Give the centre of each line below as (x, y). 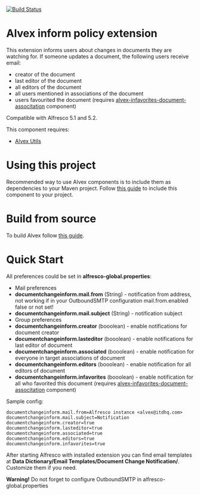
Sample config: (25, 401)
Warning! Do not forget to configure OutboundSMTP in (74, 479)
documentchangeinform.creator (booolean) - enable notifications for (101, 326)
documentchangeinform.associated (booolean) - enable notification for (104, 351)
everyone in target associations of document (70, 358)
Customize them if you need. (42, 467)
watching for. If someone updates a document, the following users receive (98, 56)
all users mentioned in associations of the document (79, 93)
